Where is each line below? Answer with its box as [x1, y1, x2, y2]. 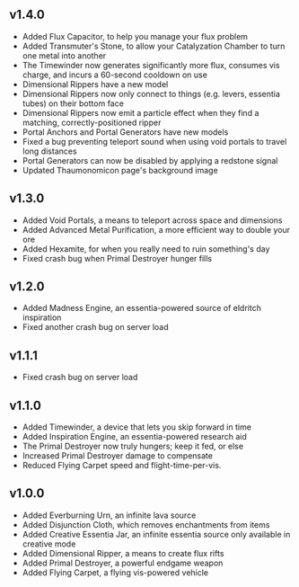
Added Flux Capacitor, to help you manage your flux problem [22, 31, 249, 41]
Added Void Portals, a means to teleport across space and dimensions [22, 215, 283, 226]
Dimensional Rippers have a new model [22, 78, 169, 89]
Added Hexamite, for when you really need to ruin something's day [22, 243, 270, 254]
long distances [22, 146, 78, 156]
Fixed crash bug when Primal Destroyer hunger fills [22, 253, 213, 263]
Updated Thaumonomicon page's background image [22, 165, 218, 175]
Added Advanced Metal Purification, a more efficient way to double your [22, 224, 290, 235]
